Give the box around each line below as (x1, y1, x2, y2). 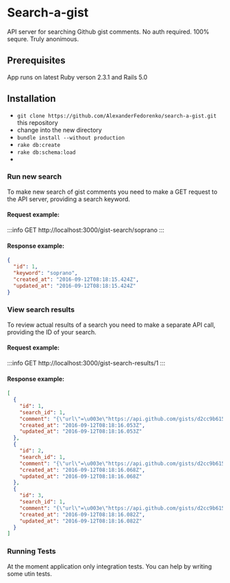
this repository (16, 118, 58, 126)
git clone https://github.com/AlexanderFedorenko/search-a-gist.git (16, 112, 217, 119)
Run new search (7, 172, 62, 181)
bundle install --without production (16, 134, 125, 141)
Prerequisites (7, 55, 66, 67)
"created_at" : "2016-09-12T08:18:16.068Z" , (19, 466, 146, 473)
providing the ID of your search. (7, 328, 97, 336)
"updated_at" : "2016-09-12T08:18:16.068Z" (19, 472, 142, 480)
